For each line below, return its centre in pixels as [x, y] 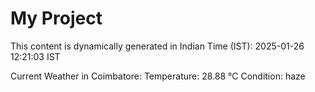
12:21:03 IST [35, 56]
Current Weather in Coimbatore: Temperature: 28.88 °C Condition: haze [158, 76]
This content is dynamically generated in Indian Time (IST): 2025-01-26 [157, 46]
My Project [56, 18]
